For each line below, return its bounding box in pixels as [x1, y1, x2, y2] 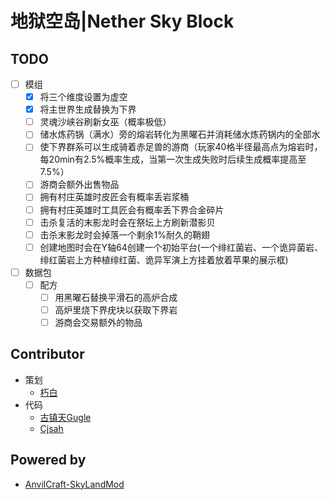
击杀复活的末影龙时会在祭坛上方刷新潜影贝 [39, 216, 216, 228]
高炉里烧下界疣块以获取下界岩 [54, 303, 178, 316]
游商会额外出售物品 [39, 178, 120, 191]
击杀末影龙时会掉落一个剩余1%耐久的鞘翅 [39, 228, 211, 241]
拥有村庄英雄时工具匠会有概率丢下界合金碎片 [39, 203, 225, 216]
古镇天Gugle [39, 411, 92, 423]
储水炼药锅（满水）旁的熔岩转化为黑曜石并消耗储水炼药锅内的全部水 [39, 128, 321, 141]
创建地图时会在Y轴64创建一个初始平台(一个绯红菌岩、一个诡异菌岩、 [39, 241, 323, 253]
